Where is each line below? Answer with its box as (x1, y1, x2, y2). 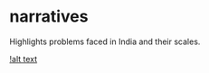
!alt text (9, 53, 38, 64)
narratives (9, 6, 89, 27)
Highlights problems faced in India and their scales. (9, 36, 201, 47)
